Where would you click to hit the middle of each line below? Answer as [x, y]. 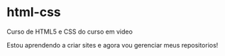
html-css [34, 12]
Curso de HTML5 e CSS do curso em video [70, 31]
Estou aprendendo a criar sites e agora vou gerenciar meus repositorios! [112, 45]
